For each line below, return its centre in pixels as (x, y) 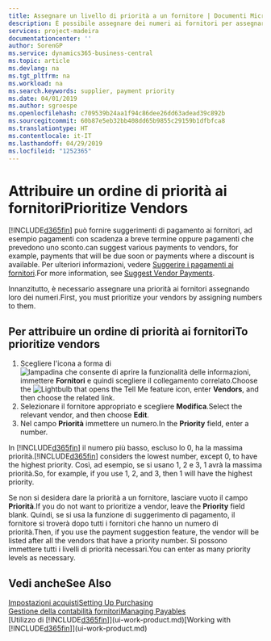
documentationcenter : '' (50, 38)
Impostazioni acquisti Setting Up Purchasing (81, 602)
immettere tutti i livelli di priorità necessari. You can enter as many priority (130, 549)
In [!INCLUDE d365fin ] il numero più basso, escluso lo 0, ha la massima (126, 448)
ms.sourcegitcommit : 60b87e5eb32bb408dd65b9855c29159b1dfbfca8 (117, 121)
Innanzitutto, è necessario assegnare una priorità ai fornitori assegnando (129, 289)
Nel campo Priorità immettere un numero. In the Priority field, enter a (134, 424)
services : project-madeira (54, 31)
